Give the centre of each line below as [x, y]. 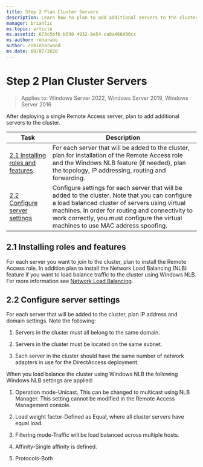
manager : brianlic [29, 23]
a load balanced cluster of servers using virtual [119, 203]
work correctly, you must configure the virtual [117, 218]
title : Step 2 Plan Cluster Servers [52, 12]
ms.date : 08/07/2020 [32, 51]
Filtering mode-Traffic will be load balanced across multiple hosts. [97, 435]
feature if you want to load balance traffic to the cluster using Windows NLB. [101, 274]
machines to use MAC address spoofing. [110, 226]
